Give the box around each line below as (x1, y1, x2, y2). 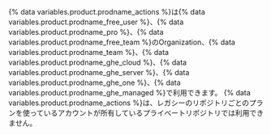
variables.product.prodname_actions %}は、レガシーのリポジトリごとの (8, 98, 250, 108)
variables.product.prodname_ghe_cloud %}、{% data (8, 57, 187, 67)
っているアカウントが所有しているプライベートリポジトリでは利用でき (29, 108, 264, 117)
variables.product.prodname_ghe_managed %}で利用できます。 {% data (8, 88, 252, 97)
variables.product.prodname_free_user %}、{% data (8, 17, 184, 27)
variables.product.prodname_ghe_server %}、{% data (8, 68, 190, 77)
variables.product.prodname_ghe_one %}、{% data (8, 78, 181, 87)
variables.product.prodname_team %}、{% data (8, 48, 169, 57)
